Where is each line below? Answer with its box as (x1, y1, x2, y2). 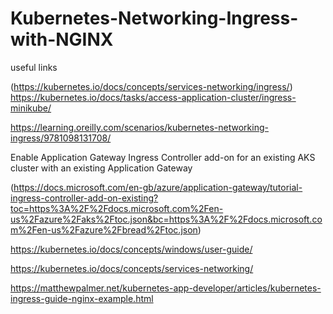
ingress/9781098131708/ (10, 132, 112, 144)
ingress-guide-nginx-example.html (10, 292, 154, 304)
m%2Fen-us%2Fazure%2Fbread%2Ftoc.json (10, 223, 198, 236)
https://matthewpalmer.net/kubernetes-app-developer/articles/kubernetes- (10, 282, 322, 294)
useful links (10, 61, 58, 73)
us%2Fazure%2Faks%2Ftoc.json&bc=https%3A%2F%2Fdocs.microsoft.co (10, 213, 323, 225)
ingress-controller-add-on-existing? (10, 192, 159, 204)
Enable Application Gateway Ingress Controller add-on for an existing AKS (10, 151, 316, 163)
